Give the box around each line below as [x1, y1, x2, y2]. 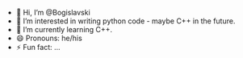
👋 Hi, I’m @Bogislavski [15, 8, 90, 17]
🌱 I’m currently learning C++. [15, 25, 113, 34]
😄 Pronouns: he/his [15, 33, 82, 43]
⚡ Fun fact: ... [15, 43, 61, 52]
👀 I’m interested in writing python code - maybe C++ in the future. [15, 16, 236, 26]
